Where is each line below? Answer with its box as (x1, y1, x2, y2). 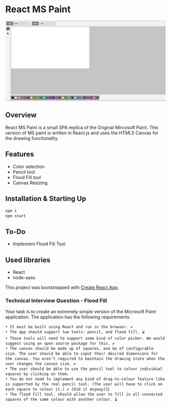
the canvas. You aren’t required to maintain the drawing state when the (5, 356, 165, 362)
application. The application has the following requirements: (5, 314, 131, 320)
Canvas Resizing (12, 180, 48, 186)
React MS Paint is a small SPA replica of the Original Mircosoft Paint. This (5, 124, 159, 130)
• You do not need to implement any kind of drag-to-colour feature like (5, 376, 165, 382)
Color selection (12, 163, 45, 169)
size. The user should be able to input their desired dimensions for (5, 351, 158, 357)
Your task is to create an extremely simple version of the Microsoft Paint (5, 309, 156, 315)
